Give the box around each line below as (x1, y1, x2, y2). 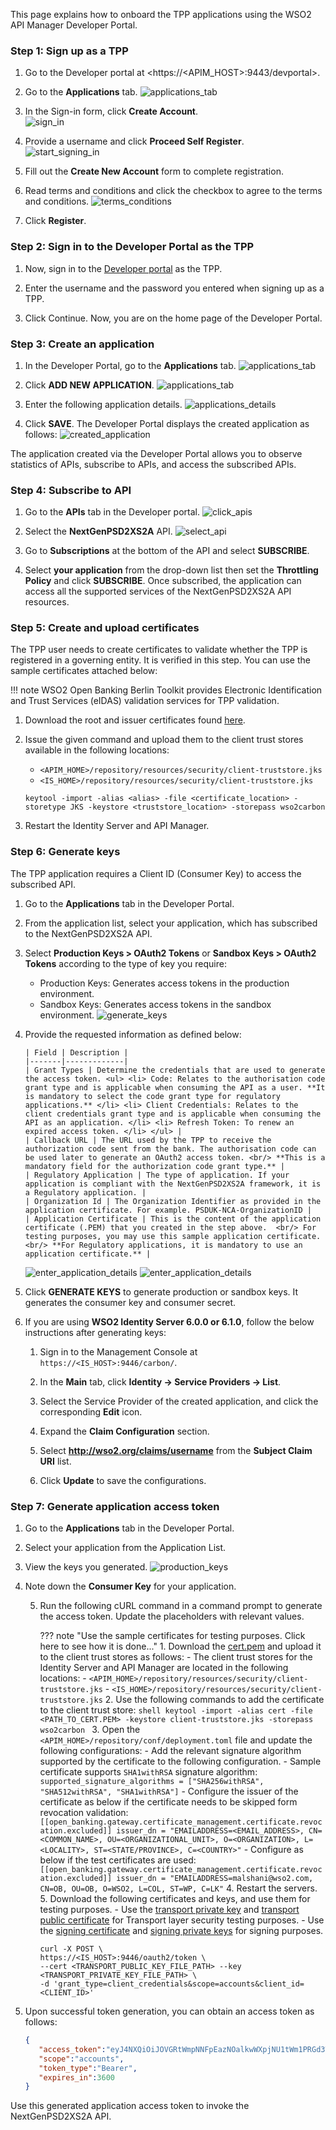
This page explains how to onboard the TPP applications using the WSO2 (10, 9, 312, 20)
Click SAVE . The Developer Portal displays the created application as (24, 417, 310, 429)
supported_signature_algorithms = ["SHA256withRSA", (39, 1777, 265, 1787)
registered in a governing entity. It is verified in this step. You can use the (10, 654, 311, 666)
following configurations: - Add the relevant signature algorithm (39, 1745, 302, 1757)
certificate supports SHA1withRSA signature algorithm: (39, 1766, 258, 1778)
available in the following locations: (24, 744, 170, 756)
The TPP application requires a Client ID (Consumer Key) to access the (10, 867, 302, 879)
